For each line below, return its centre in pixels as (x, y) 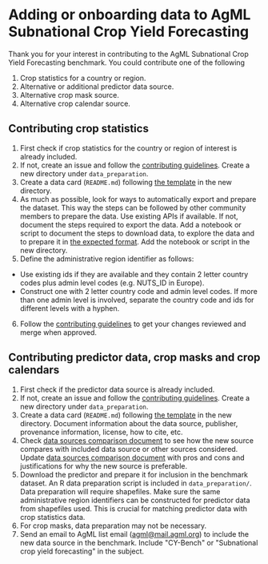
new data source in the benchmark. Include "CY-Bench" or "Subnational (139, 542)
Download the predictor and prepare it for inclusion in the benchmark (134, 474)
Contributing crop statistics (79, 129)
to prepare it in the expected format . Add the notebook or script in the (135, 241)
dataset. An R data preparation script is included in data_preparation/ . (136, 483)
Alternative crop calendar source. (75, 103)
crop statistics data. (52, 517)
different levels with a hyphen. (70, 308)
